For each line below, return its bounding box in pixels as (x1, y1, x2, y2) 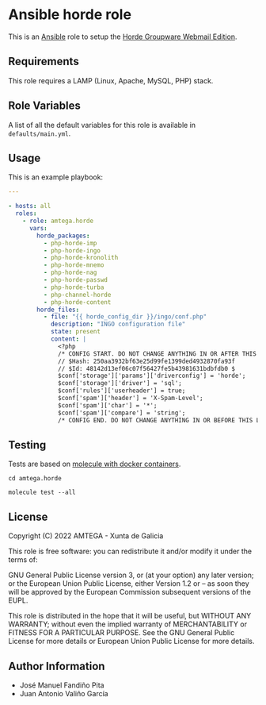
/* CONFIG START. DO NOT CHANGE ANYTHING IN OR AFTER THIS (58, 349, 257, 358)
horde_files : (36, 306, 80, 314)
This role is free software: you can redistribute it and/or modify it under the (8, 546, 252, 557)
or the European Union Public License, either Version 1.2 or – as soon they (8, 579, 249, 588)
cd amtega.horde (8, 475, 62, 483)
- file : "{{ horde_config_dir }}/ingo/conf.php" (43, 313, 207, 321)
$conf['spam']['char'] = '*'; (58, 401, 158, 410)
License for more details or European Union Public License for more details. (8, 637, 255, 646)
